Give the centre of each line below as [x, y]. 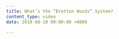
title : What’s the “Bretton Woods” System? [60, 11]
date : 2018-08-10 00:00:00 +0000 [47, 22]
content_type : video [31, 17]
